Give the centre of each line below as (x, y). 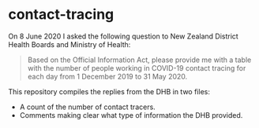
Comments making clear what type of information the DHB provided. (131, 115)
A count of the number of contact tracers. (87, 107)
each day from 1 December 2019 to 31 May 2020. (107, 76)
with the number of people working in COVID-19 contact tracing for (137, 68)
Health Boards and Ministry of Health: (69, 44)
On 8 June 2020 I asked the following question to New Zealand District (123, 36)
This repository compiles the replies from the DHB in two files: (109, 91)
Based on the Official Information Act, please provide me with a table (139, 60)
